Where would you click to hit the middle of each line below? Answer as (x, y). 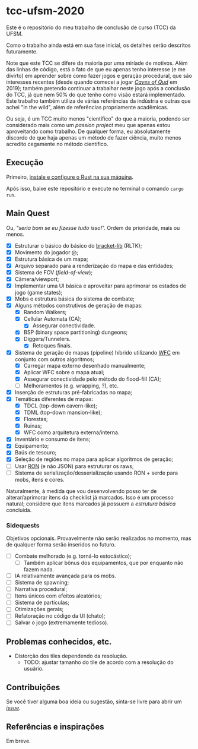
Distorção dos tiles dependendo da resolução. (71, 656)
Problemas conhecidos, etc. (59, 642)
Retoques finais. (52, 346)
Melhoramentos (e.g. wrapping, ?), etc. (71, 385)
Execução (25, 162)
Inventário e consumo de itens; (52, 439)
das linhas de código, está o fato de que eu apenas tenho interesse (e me (96, 69)
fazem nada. (39, 570)
